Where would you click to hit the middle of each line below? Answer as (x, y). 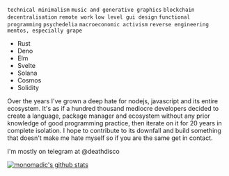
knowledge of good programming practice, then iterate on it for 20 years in (115, 123)
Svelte (26, 65)
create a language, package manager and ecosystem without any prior (109, 116)
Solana (27, 73)
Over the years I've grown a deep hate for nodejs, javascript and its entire (112, 101)
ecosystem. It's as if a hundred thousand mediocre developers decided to (113, 108)
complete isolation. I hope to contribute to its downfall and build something (114, 131)
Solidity (28, 88)
